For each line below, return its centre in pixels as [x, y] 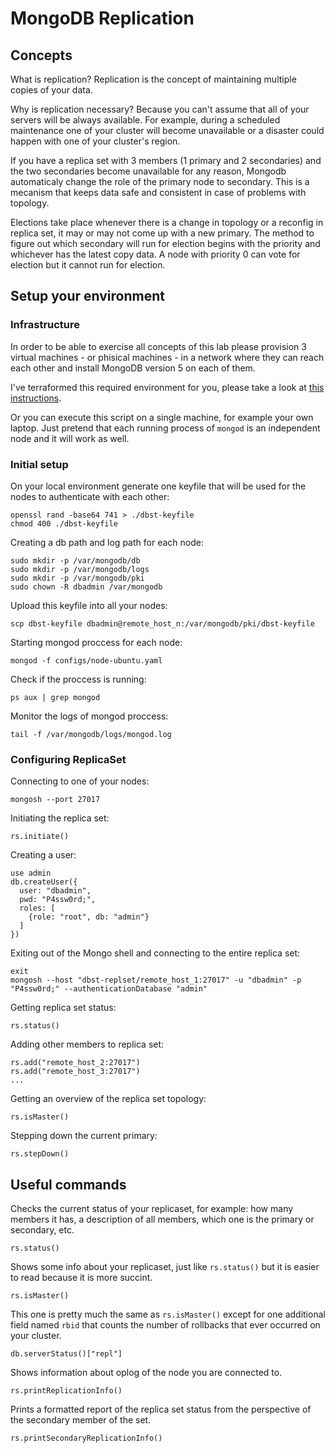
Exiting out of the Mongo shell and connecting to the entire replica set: [155, 953]
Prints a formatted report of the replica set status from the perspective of [161, 1409]
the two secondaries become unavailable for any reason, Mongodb [148, 171]
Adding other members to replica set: [87, 1044]
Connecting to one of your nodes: [80, 781]
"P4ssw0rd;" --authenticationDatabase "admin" [109, 989]
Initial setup [39, 464]
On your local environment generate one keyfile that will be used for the [158, 486]
